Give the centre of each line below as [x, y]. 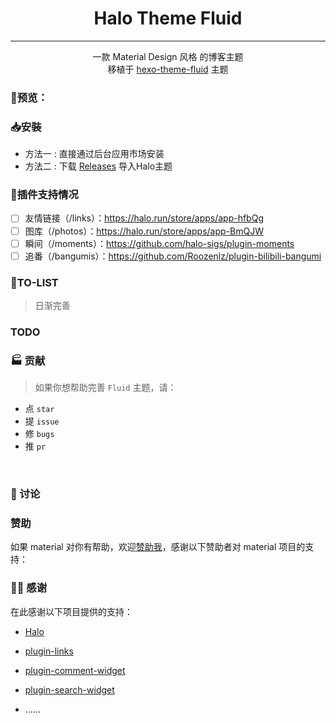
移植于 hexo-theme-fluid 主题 [168, 69]
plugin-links [49, 651]
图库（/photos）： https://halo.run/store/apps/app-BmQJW [144, 231]
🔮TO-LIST [34, 282]
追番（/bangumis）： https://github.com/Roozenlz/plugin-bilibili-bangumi [173, 256]
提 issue [42, 421]
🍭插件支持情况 [44, 195]
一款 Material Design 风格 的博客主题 [168, 56]
